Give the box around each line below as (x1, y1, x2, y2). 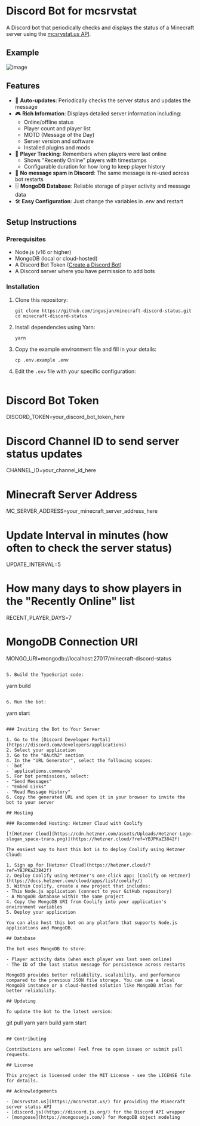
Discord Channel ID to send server (6, 435, 180, 448)
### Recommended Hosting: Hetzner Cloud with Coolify (6, 821, 143, 827)
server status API (6, 1104, 52, 1110)
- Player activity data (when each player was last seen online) (6, 956, 172, 963)
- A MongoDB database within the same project (6, 894, 124, 900)
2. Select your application (6, 747, 76, 754)
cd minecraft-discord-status (14, 313, 88, 319)
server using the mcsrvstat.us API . (6, 30, 91, 37)
